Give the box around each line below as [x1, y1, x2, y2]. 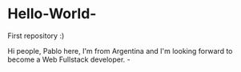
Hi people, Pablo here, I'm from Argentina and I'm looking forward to [7, 46, 233, 55]
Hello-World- [7, 5, 97, 23]
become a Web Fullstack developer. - [7, 55, 131, 64]
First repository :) [7, 31, 65, 40]
